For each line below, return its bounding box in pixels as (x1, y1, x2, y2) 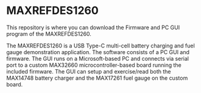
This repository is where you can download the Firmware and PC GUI (6, 24, 180, 31)
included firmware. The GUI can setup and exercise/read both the (6, 67, 171, 75)
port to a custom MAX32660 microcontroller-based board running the (6, 61, 182, 69)
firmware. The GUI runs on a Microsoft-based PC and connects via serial (6, 55, 189, 62)
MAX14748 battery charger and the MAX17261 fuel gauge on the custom (6, 74, 188, 81)
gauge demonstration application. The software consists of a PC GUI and (6, 48, 190, 55)
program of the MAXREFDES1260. (6, 30, 91, 37)
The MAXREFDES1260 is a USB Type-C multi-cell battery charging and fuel (6, 42, 195, 49)
